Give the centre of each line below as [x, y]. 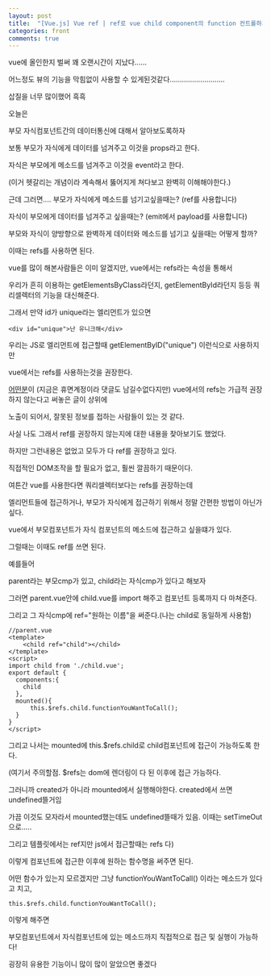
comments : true [34, 38]
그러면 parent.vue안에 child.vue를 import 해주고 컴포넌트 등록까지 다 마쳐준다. [133, 599]
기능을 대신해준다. [71, 295]
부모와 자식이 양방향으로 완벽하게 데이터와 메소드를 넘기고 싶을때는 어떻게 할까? [133, 234]
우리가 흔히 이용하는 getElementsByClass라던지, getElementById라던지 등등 [130, 285]
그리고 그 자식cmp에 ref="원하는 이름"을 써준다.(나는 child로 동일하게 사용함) [130, 615]
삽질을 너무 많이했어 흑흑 [47, 97]
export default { [38, 673]
